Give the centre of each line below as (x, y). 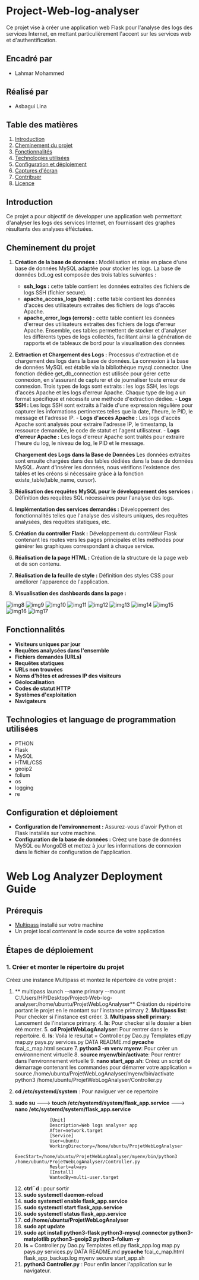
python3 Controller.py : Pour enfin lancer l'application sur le (98, 1265)
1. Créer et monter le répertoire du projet (65, 967)
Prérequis (25, 911)
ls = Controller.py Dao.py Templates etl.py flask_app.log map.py (102, 1246)
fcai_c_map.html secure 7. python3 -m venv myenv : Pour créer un (96, 1049)
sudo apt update (44, 1226)
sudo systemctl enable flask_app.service (75, 1201)
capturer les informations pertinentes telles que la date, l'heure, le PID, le (104, 411)
